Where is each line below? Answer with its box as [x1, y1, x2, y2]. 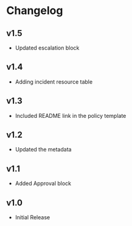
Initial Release [15, 214, 50, 221]
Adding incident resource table [15, 78, 93, 86]
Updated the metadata [15, 146, 72, 153]
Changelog [6, 4, 63, 18]
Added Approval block [15, 180, 72, 187]
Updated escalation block [15, 44, 80, 51]
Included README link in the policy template [15, 112, 127, 119]
